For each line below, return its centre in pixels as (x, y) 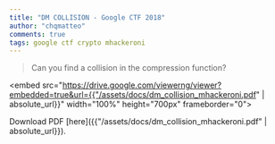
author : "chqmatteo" (48, 26)
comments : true (37, 34)
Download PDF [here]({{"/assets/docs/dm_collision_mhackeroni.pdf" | (138, 122)
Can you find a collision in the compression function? (129, 68)
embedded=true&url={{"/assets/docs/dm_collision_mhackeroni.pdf (133, 95)
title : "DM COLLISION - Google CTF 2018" (87, 17)
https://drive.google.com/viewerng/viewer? (142, 85)
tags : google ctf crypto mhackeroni (77, 42)
